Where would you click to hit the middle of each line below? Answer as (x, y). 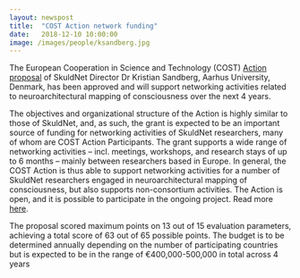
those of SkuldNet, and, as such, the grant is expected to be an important (145, 123)
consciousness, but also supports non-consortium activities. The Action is (146, 190)
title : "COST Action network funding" (84, 26)
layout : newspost (42, 17)
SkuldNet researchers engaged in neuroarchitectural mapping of (129, 181)
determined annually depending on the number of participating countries (144, 245)
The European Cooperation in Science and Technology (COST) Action (138, 68)
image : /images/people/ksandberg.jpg (80, 42)
